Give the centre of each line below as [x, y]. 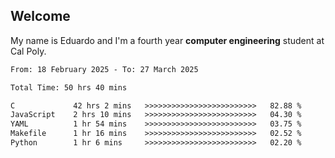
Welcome [40, 16]
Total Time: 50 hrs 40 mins [69, 87]
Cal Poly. [28, 51]
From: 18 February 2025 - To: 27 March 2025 [104, 69]
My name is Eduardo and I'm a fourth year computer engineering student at [167, 40]
